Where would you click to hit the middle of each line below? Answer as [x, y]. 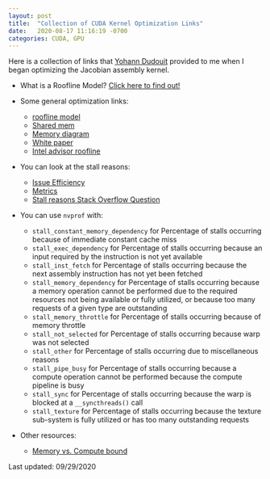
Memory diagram [61, 134]
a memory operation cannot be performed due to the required [135, 291]
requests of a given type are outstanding [100, 309]
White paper [53, 143]
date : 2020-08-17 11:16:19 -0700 [68, 31]
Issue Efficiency [58, 183]
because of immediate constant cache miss [104, 240]
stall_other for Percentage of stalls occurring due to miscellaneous [145, 351]
